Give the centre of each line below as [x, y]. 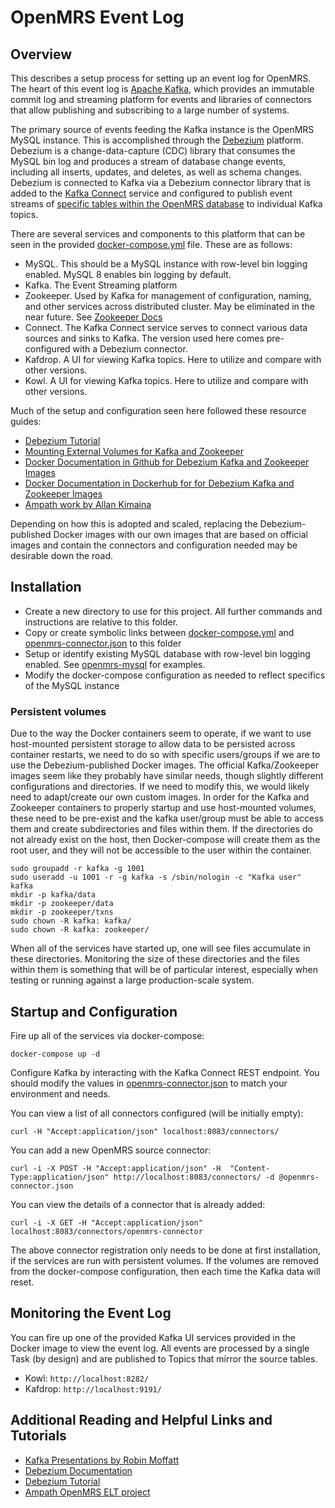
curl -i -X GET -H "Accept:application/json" [106, 1222]
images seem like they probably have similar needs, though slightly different [167, 776]
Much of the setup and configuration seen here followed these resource [158, 410]
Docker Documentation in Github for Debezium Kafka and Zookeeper [167, 462]
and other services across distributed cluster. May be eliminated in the [169, 306]
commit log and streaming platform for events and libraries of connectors [161, 99]
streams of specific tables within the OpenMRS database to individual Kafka [166, 204]
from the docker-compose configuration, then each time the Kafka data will [165, 1271]
